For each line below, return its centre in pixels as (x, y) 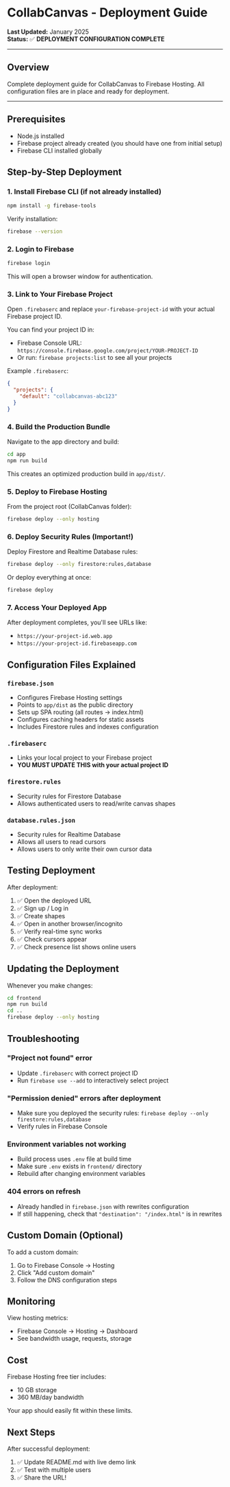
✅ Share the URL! (42, 1477)
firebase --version (35, 231)
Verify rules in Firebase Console (62, 1126)
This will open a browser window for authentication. (80, 277)
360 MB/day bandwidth (50, 1397)
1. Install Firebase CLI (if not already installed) (85, 192)
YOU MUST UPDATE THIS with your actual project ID (93, 765)
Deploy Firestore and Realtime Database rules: (73, 552)
